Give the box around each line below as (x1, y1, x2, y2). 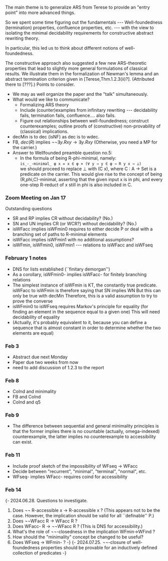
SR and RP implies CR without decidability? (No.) (12, 215, 113, 221)
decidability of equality (12, 314, 60, 320)
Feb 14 (5, 486, 22, 493)
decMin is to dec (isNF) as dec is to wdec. (12, 134, 100, 139)
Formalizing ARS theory (20, 102, 69, 107)
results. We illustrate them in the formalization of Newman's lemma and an (5, 71, 159, 77)
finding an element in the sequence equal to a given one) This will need (12, 309, 160, 315)
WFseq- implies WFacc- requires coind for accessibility (12, 474, 128, 480)
